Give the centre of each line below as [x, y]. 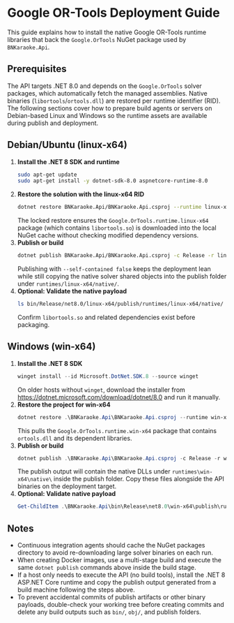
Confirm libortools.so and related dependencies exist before [106, 317]
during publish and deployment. [53, 123]
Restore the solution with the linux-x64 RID [81, 194]
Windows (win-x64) [52, 347]
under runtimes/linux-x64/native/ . [68, 284]
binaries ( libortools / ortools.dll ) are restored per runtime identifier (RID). [114, 101]
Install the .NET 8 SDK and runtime [68, 161]
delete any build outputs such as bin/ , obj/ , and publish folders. [109, 612]
